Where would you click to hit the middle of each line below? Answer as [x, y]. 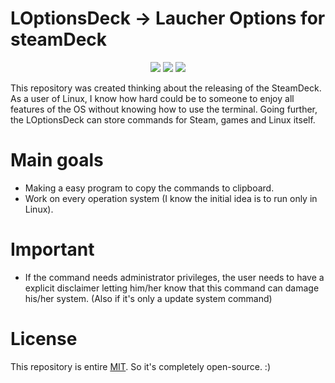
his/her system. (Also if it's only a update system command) [148, 298]
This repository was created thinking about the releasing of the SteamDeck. [166, 88]
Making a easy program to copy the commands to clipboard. [149, 188]
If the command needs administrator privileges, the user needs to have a [174, 277]
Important [52, 249]
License [44, 339]
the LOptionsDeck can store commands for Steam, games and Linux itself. [163, 119]
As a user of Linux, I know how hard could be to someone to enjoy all [152, 98]
